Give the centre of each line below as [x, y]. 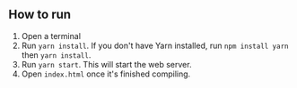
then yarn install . [56, 55]
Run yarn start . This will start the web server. [106, 64]
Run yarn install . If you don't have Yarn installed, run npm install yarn [155, 45]
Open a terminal [51, 36]
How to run [40, 15]
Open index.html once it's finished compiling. [106, 74]
